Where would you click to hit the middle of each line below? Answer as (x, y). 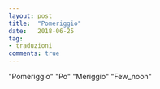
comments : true (34, 53)
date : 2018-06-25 (41, 31)
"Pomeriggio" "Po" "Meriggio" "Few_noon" (80, 76)
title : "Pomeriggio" (45, 23)
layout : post (30, 16)
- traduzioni (30, 46)
